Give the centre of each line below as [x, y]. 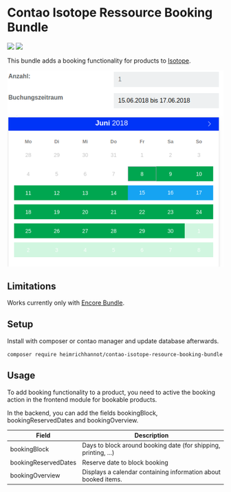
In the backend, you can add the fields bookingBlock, [82, 413]
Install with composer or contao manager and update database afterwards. [113, 341]
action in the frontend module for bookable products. [82, 399]
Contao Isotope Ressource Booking [110, 13]
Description [152, 435]
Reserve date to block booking [125, 462]
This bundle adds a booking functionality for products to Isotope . [99, 61]
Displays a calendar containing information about [152, 472]
